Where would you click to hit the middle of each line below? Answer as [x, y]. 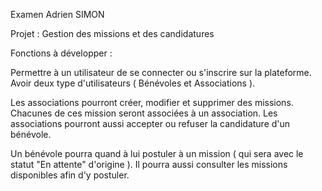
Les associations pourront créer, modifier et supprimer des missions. [152, 102]
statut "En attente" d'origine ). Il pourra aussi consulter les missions [149, 164]
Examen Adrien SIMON [57, 14]
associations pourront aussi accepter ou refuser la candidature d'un [150, 123]
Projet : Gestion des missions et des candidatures [112, 33]
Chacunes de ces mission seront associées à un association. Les [144, 113]
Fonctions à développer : [61, 53]
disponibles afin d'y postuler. [70, 175]
